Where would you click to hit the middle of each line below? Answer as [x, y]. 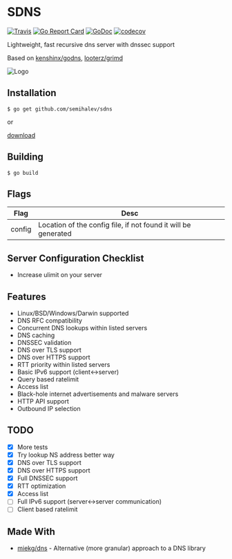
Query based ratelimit [48, 379]
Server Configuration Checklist [76, 258]
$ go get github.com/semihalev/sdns [60, 109]
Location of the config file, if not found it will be [114, 225]
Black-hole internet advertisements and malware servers [98, 394]
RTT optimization [41, 486]
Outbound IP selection [49, 409]
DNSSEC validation [44, 342]
